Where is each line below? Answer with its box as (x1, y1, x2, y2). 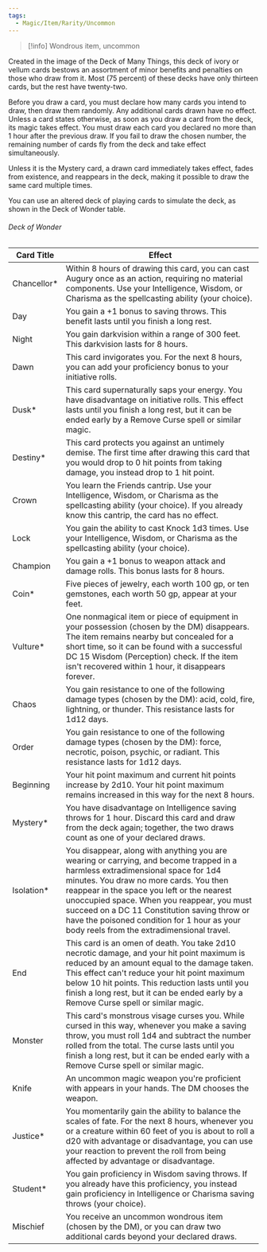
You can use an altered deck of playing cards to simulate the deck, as (8, 196, 236, 205)
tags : (8, 11, 26, 20)
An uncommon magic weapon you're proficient (65, 1072, 242, 1083)
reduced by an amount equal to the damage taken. (65, 957, 254, 968)
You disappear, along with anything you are (65, 844, 228, 856)
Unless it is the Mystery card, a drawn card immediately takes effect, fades (8, 163, 254, 173)
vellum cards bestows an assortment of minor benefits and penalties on (8, 64, 243, 74)
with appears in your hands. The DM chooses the (65, 1082, 250, 1094)
